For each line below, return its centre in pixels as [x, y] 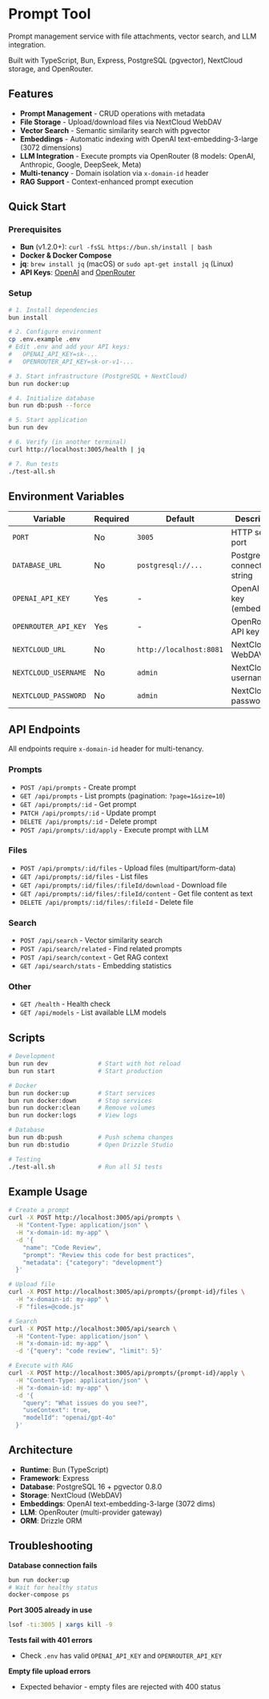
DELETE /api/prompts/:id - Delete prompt [88, 821]
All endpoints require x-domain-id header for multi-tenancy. [106, 749]
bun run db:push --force [50, 406]
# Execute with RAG [41, 1366]
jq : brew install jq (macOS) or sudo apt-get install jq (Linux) [126, 264]
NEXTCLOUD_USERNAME [49, 673]
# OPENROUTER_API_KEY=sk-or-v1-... [71, 362]
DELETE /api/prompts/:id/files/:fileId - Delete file [106, 902]
